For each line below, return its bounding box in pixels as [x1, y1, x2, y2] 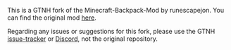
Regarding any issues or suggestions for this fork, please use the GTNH [7, 27, 216, 35]
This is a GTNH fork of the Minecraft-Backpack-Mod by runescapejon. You [7, 6, 224, 14]
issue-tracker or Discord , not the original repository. [7, 35, 158, 43]
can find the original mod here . [7, 13, 97, 22]
